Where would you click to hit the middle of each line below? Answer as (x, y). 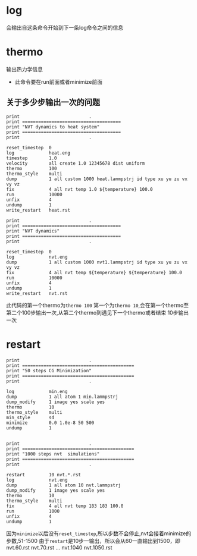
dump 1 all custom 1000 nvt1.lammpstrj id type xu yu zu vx (97, 262)
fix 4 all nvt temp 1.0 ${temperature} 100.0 (79, 189)
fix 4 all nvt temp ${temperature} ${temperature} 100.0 (94, 272)
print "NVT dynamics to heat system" (53, 127)
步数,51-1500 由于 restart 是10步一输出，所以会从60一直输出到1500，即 (93, 541)
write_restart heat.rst (38, 210)
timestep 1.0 (32, 158)
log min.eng (37, 391)
